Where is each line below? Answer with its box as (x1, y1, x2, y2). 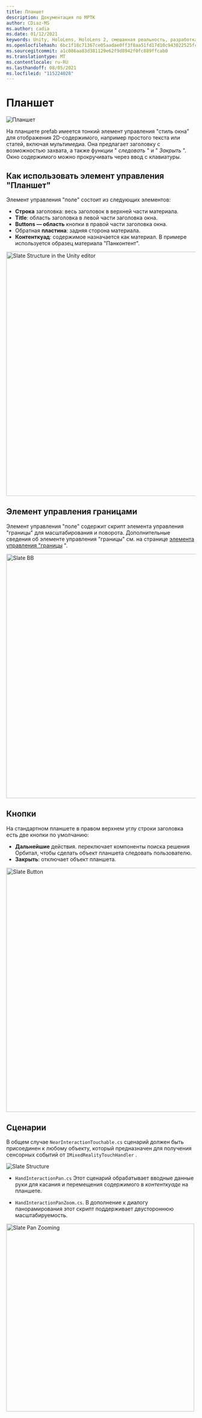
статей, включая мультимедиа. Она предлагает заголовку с (6, 141, 161, 148)
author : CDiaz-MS (6, 20, 50, 26)
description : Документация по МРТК (6, 14, 96, 20)
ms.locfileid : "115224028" (6, 70, 74, 76)
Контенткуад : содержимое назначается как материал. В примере (14, 233, 187, 241)
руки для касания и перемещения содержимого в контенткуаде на (14, 1181, 188, 1188)
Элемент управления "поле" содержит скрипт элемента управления (6, 523, 184, 530)
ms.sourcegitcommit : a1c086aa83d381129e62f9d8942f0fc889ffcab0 (6, 48, 168, 54)
